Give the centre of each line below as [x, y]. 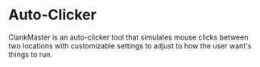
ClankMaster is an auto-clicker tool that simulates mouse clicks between [128, 37]
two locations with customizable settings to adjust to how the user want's [130, 45]
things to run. [31, 54]
